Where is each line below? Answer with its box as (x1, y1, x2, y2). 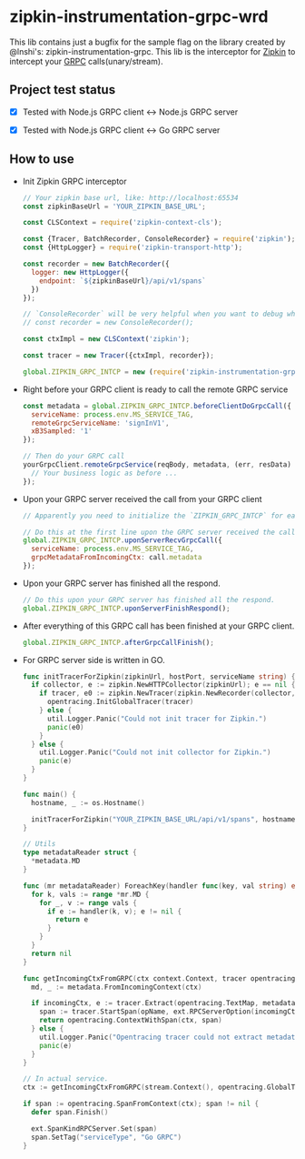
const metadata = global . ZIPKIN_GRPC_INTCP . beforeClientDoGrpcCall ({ (22, 401, 292, 410)
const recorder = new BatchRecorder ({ (22, 259, 170, 269)
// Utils (22, 840, 56, 849)
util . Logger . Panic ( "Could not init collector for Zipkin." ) (39, 748, 271, 757)
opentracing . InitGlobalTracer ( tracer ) (46, 698, 194, 707)
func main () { (22, 790, 76, 799)
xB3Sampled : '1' (31, 427, 93, 436)
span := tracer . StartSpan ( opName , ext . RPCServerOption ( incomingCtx (39, 1007, 300, 1016)
